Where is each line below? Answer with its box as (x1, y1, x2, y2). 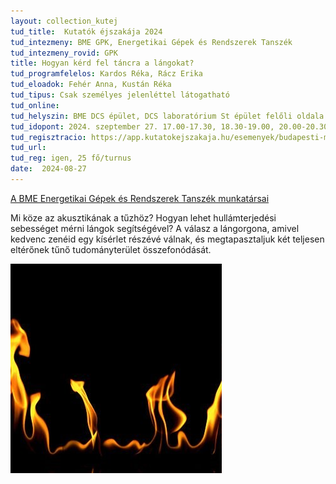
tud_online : (10, 100, 60, 110)
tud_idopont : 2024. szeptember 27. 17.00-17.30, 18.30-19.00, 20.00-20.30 (10, 121, 329, 132)
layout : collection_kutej (10, 16, 118, 26)
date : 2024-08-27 (10, 164, 87, 174)
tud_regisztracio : (10, 132, 87, 142)
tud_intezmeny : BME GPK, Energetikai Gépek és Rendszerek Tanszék (10, 37, 293, 47)
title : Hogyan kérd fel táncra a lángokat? (10, 58, 195, 69)
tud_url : (10, 143, 47, 153)
